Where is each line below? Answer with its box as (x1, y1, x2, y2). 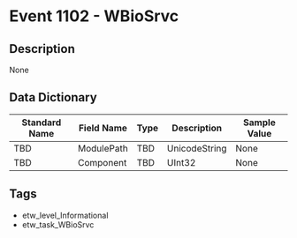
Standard (21, 116, 62, 129)
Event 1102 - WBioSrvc (9, 6, 179, 26)
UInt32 (166, 156, 196, 168)
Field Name (78, 122, 128, 134)
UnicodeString (166, 142, 227, 154)
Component (78, 156, 127, 168)
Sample (242, 116, 276, 129)
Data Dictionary (9, 90, 97, 105)
